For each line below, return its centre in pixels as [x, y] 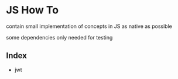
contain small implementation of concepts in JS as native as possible [89, 26]
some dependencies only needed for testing [59, 37]
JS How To [32, 10]
